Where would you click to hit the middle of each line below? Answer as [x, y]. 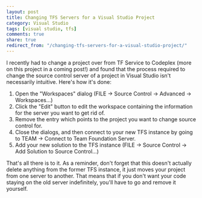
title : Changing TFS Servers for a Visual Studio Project [80, 18]
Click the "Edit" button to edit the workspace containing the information [104, 106]
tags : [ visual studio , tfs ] [42, 29]
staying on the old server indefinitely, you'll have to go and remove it [91, 182]
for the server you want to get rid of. [60, 113]
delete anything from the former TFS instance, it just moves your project [96, 169]
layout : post [23, 12]
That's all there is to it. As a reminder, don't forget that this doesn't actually [99, 163]
